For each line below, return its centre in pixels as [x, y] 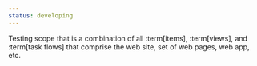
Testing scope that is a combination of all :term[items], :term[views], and [128, 38]
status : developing [41, 16]
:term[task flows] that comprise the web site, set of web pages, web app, [129, 47]
